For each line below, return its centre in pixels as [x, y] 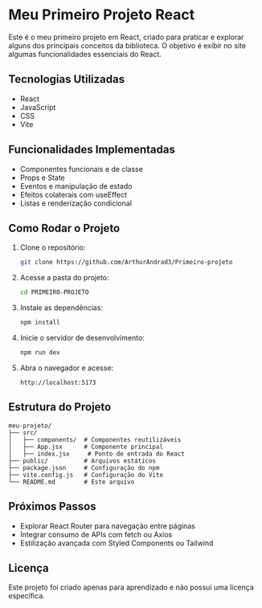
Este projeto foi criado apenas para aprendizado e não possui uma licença [131, 587]
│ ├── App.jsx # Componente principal [86, 447]
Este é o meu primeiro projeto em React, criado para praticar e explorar [126, 37]
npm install [40, 323]
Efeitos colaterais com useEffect [73, 194]
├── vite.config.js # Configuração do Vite [86, 475]
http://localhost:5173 [58, 382]
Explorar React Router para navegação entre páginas [107, 526]
